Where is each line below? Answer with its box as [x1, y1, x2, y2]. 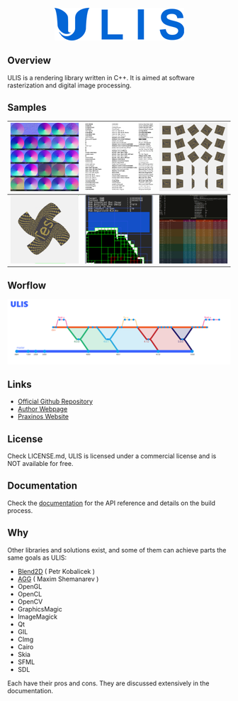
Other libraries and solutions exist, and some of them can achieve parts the [7, 545, 227, 554]
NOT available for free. [7, 459, 74, 467]
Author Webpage [17, 405, 68, 413]
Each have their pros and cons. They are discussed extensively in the [7, 679, 210, 688]
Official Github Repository [17, 397, 93, 406]
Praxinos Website [17, 413, 69, 421]
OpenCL [17, 589, 42, 598]
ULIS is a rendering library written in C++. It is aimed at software [7, 73, 195, 82]
